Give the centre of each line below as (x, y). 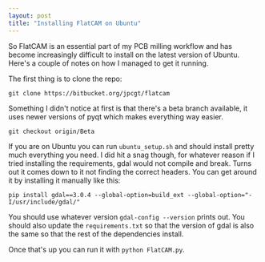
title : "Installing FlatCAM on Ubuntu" (75, 23)
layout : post (30, 16)
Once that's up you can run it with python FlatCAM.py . (97, 249)
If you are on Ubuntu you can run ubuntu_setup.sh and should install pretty (131, 146)
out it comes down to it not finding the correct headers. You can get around (133, 171)
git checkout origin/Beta (51, 131)
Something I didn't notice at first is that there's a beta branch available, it (128, 108)
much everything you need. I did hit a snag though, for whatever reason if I (131, 155)
